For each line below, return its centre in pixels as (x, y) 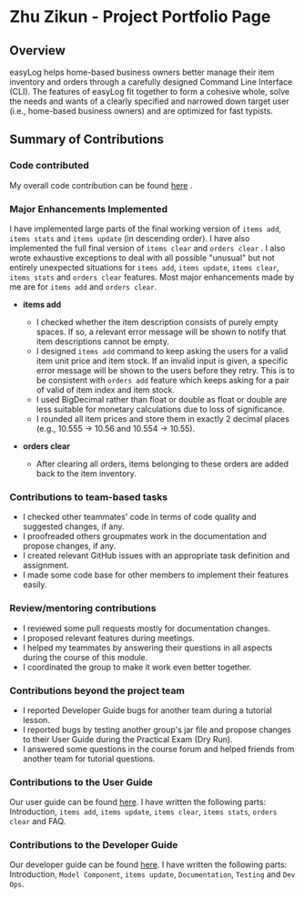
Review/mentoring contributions (83, 608)
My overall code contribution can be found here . (101, 185)
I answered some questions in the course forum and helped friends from (158, 749)
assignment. (46, 566)
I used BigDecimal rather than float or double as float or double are (162, 399)
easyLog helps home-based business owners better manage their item (142, 72)
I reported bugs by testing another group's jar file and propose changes (157, 730)
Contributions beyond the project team (97, 690)
